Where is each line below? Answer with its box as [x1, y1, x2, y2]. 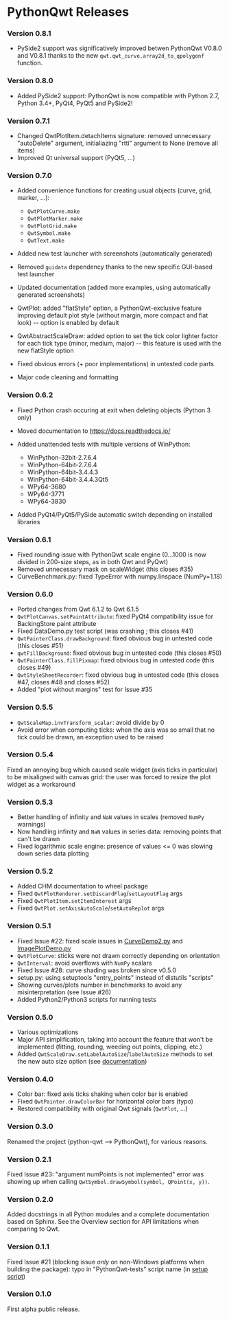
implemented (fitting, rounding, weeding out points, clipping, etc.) [16, 1042, 203, 1051]
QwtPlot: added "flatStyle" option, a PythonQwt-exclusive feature [16, 304, 202, 313]
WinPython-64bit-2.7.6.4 [27, 460, 97, 469]
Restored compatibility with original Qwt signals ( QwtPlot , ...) [16, 1104, 188, 1113]
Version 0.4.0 [7, 1074, 53, 1084]
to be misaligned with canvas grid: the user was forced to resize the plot [7, 772, 211, 781]
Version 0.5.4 [7, 750, 53, 759]
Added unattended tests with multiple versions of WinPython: [16, 440, 191, 448]
